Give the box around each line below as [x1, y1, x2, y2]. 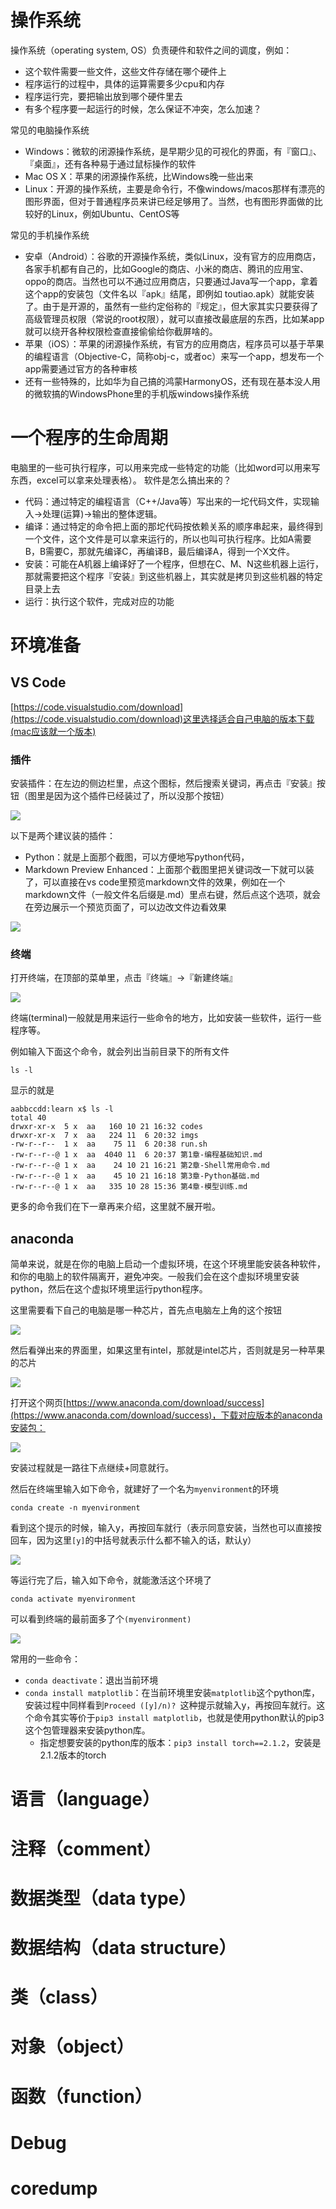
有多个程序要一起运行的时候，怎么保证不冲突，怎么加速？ [24, 102, 262, 115]
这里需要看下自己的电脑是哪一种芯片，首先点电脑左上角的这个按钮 [10, 1304, 282, 1316]
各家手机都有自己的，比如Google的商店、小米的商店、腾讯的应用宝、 [24, 262, 310, 275]
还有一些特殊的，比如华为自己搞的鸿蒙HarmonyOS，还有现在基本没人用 [24, 375, 321, 387]
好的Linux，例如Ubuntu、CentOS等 [33, 207, 180, 220]
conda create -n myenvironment [10, 1503, 141, 1513]
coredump [10, 2177, 98, 2200]
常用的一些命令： [10, 1653, 81, 1665]
